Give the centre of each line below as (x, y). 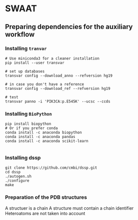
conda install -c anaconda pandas (40, 137)
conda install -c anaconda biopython (44, 133)
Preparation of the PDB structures (46, 197)
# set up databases (25, 71)
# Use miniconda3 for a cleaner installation (52, 58)
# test (12, 97)
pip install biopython (28, 124)
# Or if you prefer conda (31, 128)
